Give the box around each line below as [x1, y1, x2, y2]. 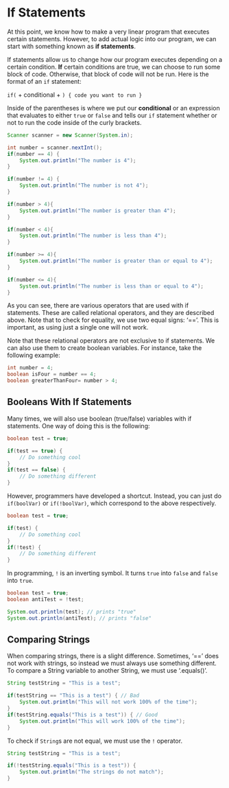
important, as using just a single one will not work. [7, 323, 149, 332]
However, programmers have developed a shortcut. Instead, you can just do [7, 492, 221, 500]
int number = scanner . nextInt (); [7, 144, 103, 151]
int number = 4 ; [7, 364, 53, 371]
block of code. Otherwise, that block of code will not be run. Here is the [7, 70, 209, 78]
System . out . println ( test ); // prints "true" [7, 608, 136, 615]
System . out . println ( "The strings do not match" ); [19, 769, 165, 776]
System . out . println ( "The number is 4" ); [19, 157, 136, 164]
